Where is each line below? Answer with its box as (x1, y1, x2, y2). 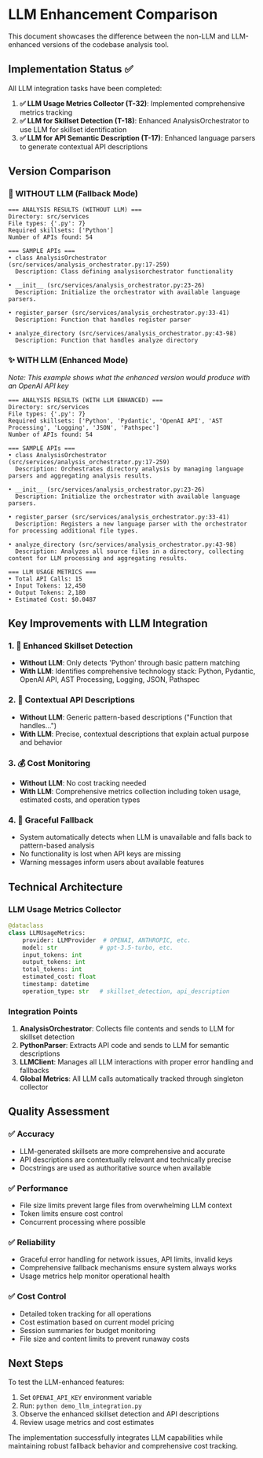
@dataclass (8, 921, 44, 929)
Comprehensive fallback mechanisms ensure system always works (19, 1263, 237, 1273)
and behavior (19, 737, 63, 747)
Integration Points (8, 1006, 79, 1017)
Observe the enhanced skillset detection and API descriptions (19, 1409, 220, 1419)
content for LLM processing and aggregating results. (8, 554, 188, 562)
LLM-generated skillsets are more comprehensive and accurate (19, 1146, 225, 1156)
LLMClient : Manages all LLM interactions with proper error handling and (19, 1057, 254, 1067)
